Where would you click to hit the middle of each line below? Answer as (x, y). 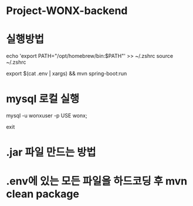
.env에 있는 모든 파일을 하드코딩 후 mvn (97, 181)
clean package (43, 194)
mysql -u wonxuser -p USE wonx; (47, 116)
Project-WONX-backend (67, 11)
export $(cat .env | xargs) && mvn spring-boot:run (67, 74)
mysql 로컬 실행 (43, 99)
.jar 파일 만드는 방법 (51, 152)
